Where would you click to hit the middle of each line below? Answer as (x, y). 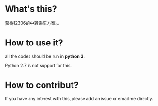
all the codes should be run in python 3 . (45, 56)
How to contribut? (42, 85)
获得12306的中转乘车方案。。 (33, 23)
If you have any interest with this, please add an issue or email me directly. (79, 98)
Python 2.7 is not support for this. (38, 65)
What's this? (31, 9)
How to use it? (34, 43)
